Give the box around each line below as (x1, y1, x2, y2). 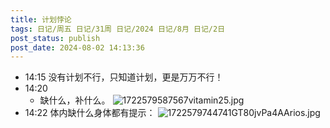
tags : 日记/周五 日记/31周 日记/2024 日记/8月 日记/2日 (10, 24, 226, 34)
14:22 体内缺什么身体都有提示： (24, 107, 156, 119)
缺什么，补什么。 (39, 94, 111, 106)
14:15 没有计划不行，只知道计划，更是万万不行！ (24, 71, 224, 83)
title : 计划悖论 (10, 14, 72, 25)
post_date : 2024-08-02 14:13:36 (10, 42, 145, 53)
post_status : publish (10, 33, 101, 43)
